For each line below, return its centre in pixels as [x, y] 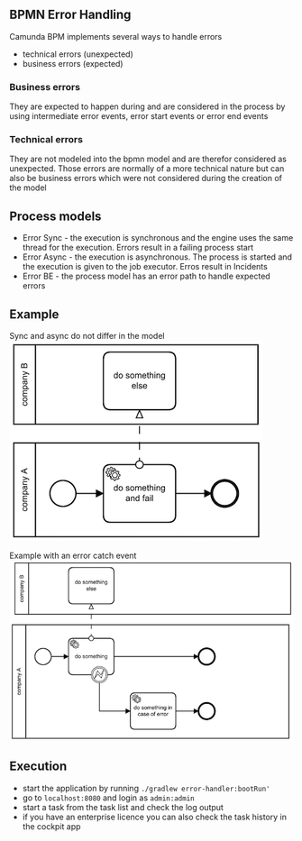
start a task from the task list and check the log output [123, 807]
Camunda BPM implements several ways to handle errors [116, 36]
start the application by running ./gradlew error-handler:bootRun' [146, 788]
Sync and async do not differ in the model [87, 336]
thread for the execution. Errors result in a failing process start [138, 248]
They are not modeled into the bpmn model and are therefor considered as [148, 159]
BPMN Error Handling [70, 15]
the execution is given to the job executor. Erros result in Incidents [145, 267]
